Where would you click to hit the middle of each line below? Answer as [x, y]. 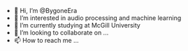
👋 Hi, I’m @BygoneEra [45, 11]
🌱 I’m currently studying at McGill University [77, 25]
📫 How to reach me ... [46, 40]
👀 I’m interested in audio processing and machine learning [97, 18]
